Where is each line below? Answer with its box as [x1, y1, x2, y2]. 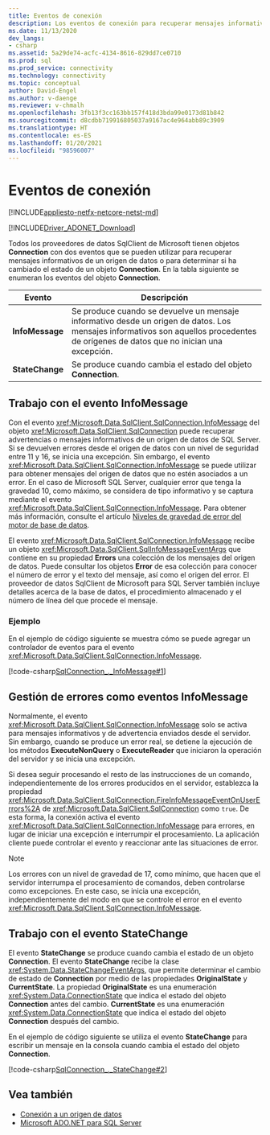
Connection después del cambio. [8, 1017, 120, 1026]
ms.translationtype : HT [8, 124, 88, 132]
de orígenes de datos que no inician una [71, 335, 223, 347]
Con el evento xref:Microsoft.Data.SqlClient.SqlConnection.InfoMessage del [8, 417, 260, 427]
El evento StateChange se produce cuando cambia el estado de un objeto [8, 948, 255, 958]
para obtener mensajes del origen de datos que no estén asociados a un [8, 469, 248, 479]
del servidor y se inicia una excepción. [8, 754, 136, 764]
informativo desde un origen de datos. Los [71, 315, 231, 327]
